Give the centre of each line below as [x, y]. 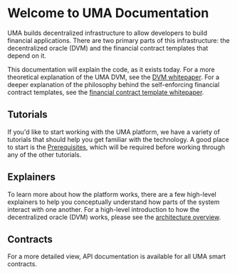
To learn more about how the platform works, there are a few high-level [112, 194]
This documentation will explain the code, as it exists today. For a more [111, 69]
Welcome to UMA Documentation [108, 13]
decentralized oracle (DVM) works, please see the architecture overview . [114, 217]
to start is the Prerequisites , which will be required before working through [116, 147]
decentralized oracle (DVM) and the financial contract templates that [108, 48]
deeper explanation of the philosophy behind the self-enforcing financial [114, 84]
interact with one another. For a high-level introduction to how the [104, 209]
